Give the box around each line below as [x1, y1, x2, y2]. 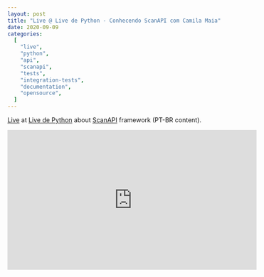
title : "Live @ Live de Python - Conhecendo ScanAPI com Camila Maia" [7, 17, 221, 24]
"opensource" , [20, 89, 62, 97]
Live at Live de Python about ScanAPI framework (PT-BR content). [7, 116, 201, 124]
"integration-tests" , [20, 76, 84, 84]
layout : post [7, 10, 46, 18]
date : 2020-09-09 [7, 23, 59, 31]
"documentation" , [20, 83, 72, 90]
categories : [7, 30, 43, 38]
